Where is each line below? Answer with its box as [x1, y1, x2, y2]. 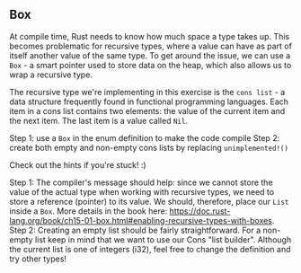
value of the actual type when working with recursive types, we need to [9, 186, 275, 197]
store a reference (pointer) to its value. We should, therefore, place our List [9, 196, 289, 207]
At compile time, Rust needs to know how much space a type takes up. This [9, 31, 290, 41]
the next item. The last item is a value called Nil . [9, 115, 189, 126]
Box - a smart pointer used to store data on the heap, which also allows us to [9, 59, 292, 70]
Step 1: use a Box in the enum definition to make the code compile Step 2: [9, 132, 280, 143]
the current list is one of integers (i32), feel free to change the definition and [9, 243, 291, 254]
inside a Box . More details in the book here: [9, 206, 168, 216]
